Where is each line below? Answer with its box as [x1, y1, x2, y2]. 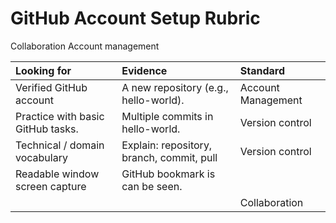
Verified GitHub [15, 80, 88, 94]
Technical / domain [15, 138, 105, 152]
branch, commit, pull [121, 150, 218, 164]
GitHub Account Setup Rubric [10, 7, 261, 30]
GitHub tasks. [15, 122, 79, 136]
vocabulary [15, 150, 68, 164]
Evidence [121, 63, 168, 77]
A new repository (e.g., [121, 80, 229, 94]
